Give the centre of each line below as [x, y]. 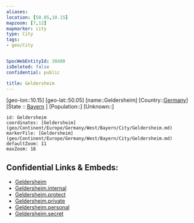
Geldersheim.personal [42, 207]
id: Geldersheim [26, 117]
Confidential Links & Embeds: [62, 168]
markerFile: [21, 133]
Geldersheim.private [40, 201]
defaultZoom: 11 [26, 144]
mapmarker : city [26, 28]
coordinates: [22, 123]
